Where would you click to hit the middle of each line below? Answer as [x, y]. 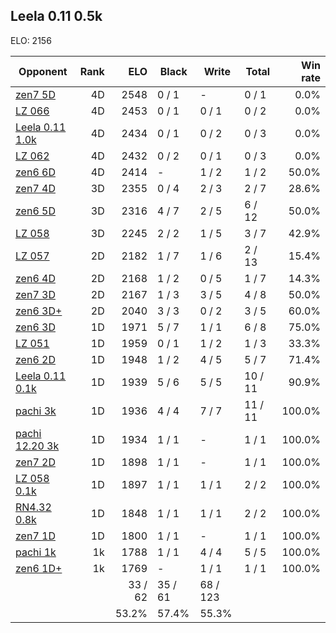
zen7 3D [35, 294]
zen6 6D [35, 172]
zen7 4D [35, 188]
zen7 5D [35, 94]
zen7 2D [35, 462]
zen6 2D [35, 359]
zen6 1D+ [39, 568]
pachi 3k [36, 411]
